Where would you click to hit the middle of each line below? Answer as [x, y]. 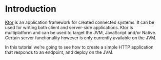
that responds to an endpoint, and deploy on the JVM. [59, 52]
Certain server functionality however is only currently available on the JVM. [81, 38]
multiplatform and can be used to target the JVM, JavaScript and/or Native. [81, 32]
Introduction [31, 9]
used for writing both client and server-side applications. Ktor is [69, 27]
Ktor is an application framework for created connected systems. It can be [80, 22]
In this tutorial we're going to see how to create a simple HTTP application [79, 47]
